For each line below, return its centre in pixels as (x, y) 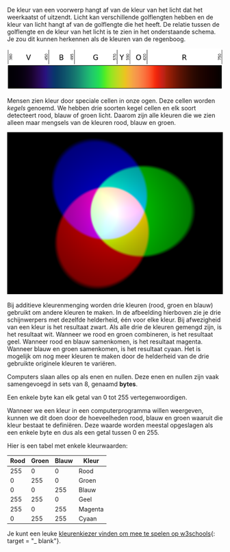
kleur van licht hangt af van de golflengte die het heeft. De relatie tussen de (114, 24)
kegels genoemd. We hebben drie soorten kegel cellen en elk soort (102, 108)
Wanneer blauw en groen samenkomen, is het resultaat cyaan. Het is (104, 348)
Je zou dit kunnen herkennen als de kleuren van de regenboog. (97, 39)
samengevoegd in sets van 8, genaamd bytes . (73, 384)
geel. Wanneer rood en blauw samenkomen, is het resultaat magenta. (105, 341)
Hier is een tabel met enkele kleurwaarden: (67, 446)
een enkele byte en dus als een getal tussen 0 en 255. (83, 432)
